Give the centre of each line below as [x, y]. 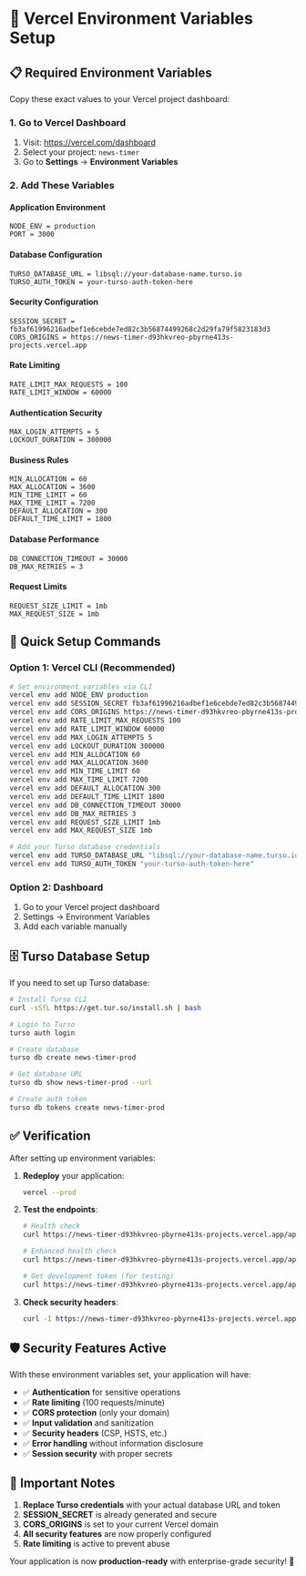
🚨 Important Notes [62, 1483]
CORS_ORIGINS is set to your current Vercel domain [120, 1524]
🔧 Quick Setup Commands [85, 642]
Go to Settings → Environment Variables [100, 162]
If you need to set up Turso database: [80, 983]
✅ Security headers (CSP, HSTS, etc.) [95, 1433]
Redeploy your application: [73, 1175]
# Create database [44, 1049]
